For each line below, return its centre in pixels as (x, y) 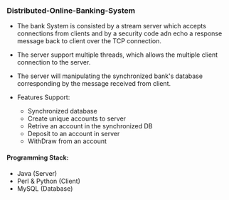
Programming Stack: (38, 157)
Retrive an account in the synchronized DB (90, 126)
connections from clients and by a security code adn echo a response (119, 33)
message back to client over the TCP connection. (89, 41)
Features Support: (43, 97)
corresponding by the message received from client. (94, 84)
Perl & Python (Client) (49, 181)
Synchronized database (62, 111)
